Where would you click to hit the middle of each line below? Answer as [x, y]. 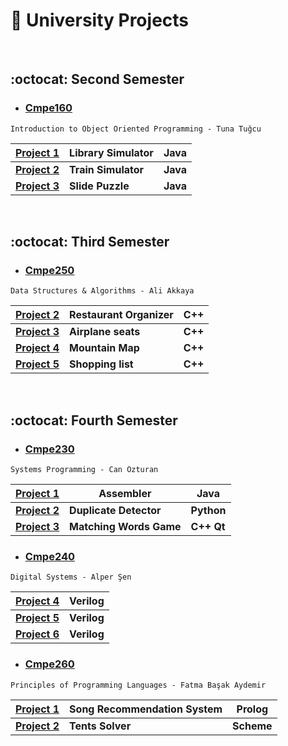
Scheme [252, 726]
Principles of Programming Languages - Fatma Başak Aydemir [138, 685]
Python [208, 510]
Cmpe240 [50, 556]
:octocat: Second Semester [97, 79]
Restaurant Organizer [121, 315]
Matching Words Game [125, 526]
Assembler [125, 493]
